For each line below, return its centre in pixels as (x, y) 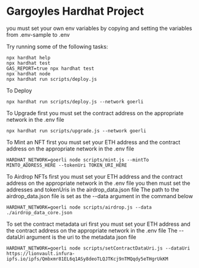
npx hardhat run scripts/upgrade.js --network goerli (77, 131)
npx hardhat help (28, 58)
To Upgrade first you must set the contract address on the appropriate (95, 113)
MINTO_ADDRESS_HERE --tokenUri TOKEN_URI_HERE (67, 165)
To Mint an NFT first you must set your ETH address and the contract (93, 142)
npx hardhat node (28, 74)
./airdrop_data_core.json (39, 212)
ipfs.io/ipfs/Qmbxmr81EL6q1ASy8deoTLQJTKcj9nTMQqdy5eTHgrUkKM (87, 259)
